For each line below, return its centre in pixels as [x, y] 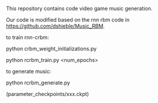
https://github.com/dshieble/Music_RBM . [56, 26]
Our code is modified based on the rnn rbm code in [68, 20]
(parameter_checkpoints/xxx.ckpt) [48, 94]
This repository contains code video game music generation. [79, 8]
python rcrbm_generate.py [38, 83]
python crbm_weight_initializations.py [51, 49]
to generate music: [29, 71]
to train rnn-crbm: [28, 37]
